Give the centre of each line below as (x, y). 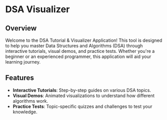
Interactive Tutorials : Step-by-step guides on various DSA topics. (82, 90)
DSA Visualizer (38, 9)
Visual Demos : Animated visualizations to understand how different (83, 96)
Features (20, 78)
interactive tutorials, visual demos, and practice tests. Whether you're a (80, 51)
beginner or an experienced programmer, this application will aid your (78, 56)
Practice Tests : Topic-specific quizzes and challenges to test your (82, 106)
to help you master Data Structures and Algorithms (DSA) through (74, 46)
